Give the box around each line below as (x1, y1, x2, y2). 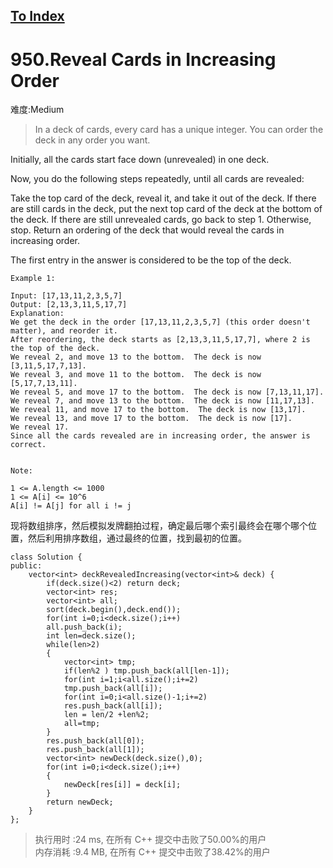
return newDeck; (46, 797, 114, 808)
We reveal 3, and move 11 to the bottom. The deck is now (10, 370, 262, 380)
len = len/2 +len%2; (63, 710, 150, 720)
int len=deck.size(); (46, 631, 137, 641)
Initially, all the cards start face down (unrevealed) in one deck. (10, 154, 270, 166)
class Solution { (10, 552, 83, 563)
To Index (10, 8, 65, 25)
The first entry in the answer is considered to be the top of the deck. (10, 254, 292, 266)
